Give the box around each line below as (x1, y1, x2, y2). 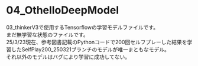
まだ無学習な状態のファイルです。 (6, 31, 89, 38)
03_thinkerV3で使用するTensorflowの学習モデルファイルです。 (6, 24, 158, 31)
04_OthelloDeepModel (6, 4, 119, 17)
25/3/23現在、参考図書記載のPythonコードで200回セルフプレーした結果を (6, 38, 187, 45)
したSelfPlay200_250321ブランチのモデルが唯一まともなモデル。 (11, 45, 170, 53)
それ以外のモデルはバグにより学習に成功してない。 (6, 53, 131, 60)
